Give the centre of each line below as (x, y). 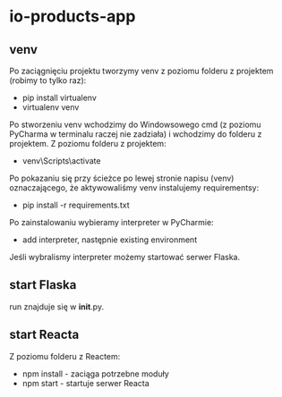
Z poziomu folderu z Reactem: (65, 356)
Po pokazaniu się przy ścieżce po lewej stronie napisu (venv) (122, 178)
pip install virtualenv (59, 97)
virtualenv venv (51, 107)
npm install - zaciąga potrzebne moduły (96, 374)
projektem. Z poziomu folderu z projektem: (88, 144)
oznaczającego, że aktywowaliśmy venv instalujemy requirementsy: (134, 188)
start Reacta (44, 335)
